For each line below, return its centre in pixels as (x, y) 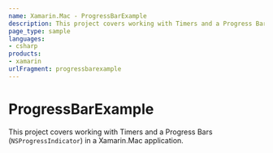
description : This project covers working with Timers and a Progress (130, 24)
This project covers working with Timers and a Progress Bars (110, 132)
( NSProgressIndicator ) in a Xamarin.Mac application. (96, 140)
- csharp (23, 46)
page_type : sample (39, 31)
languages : (27, 39)
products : (25, 54)
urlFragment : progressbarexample (65, 69)
